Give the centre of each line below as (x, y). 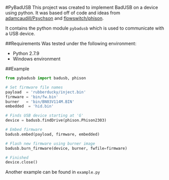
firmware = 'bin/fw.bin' (32, 97)
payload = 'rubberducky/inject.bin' (46, 92)
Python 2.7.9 (26, 53)
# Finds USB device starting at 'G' (44, 116)
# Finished (17, 157)
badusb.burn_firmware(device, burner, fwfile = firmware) (66, 148)
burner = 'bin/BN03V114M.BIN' (40, 102)
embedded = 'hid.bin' (30, 106)
